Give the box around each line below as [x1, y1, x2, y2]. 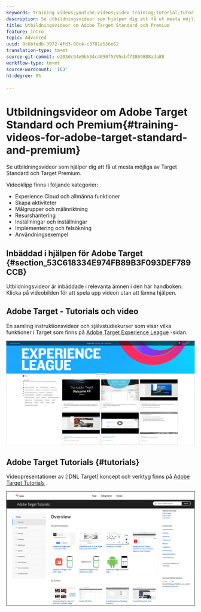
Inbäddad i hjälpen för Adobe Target [6, 248, 144, 258]
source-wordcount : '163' [6, 66, 68, 72]
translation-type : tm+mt [6, 48, 68, 54]
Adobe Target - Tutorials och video [6, 307, 139, 317]
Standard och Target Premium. [6, 170, 82, 177]
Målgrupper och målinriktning [14, 206, 88, 213]
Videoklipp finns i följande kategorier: [6, 181, 99, 188]
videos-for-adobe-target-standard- [6, 131, 188, 145]
